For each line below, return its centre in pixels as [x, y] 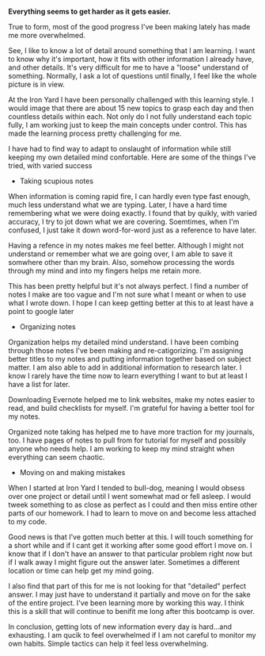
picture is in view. [36, 84]
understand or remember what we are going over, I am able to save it [121, 254]
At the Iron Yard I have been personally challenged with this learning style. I [131, 100]
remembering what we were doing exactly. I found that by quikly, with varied [132, 213]
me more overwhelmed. [47, 35]
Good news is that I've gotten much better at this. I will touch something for [131, 537]
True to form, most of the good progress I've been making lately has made [129, 27]
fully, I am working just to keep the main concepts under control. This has [128, 125]
